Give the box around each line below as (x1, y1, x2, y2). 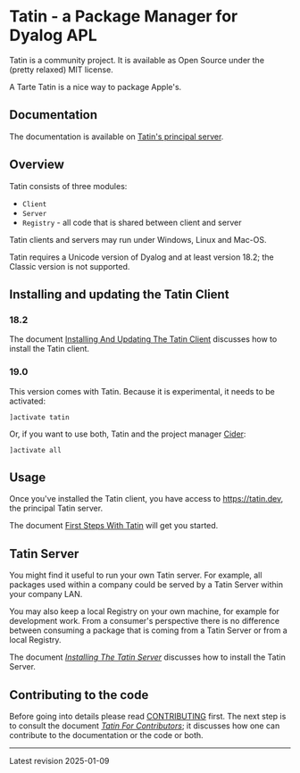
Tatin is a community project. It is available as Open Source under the (9, 54, 265, 65)
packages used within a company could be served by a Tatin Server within (9, 579, 284, 590)
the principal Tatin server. (9, 503, 104, 514)
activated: (9, 395, 46, 406)
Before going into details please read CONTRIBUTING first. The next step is (9, 711, 287, 721)
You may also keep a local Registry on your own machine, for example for (9, 606, 279, 617)
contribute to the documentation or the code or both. (9, 729, 204, 740)
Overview (9, 157, 65, 172)
